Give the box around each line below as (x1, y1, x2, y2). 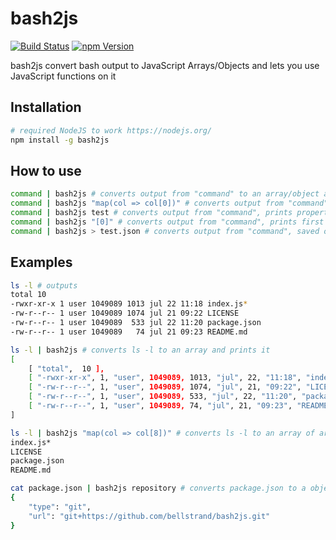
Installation (10, 99, 82, 116)
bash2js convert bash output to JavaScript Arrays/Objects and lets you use (10, 59, 320, 71)
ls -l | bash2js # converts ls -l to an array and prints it (10, 345, 271, 355)
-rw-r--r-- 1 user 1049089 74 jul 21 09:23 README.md (10, 327, 248, 337)
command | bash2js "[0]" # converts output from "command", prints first (10, 217, 325, 227)
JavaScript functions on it (10, 70, 117, 82)
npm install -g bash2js (10, 135, 110, 145)
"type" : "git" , (28, 502, 92, 512)
